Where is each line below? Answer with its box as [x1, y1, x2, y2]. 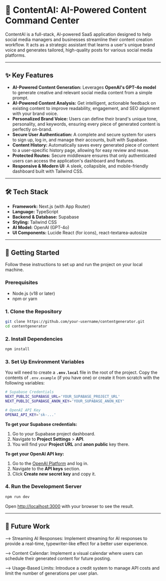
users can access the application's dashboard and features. [12, 157, 134, 163]
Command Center [5, 15, 80, 26]
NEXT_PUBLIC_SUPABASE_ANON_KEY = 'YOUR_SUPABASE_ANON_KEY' [5, 398, 125, 404]
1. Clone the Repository [5, 308, 62, 315]
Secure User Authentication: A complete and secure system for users [12, 131, 156, 137]
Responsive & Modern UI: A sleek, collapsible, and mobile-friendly [12, 163, 149, 169]
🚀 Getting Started [5, 248, 60, 257]
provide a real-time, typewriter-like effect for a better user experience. [5, 541, 148, 546]
